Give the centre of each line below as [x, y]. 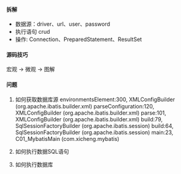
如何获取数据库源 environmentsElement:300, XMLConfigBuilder [95, 99]
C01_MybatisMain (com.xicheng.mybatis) [67, 138]
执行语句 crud [32, 32]
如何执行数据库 [34, 164]
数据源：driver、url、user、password [63, 24]
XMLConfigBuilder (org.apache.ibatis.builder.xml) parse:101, [90, 113]
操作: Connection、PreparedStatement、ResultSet [79, 39]
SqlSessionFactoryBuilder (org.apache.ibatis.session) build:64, [94, 126]
